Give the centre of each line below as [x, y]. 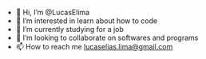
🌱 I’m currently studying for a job [69, 29]
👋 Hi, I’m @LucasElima [53, 12]
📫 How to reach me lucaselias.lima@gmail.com [94, 47]
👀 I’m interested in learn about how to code [87, 21]
